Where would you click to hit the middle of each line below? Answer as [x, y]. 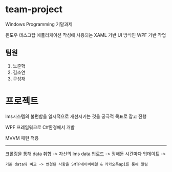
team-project [34, 9]
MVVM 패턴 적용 [22, 138]
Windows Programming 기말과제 [39, 24]
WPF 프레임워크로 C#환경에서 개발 [40, 127]
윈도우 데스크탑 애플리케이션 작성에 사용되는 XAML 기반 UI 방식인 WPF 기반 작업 [86, 35]
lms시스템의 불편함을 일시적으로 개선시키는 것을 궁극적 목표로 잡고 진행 [76, 116]
